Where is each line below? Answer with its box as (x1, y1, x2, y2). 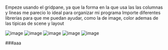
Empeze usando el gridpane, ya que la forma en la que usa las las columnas (5, 5, 163, 10)
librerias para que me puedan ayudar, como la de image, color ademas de (5, 15, 159, 21)
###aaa (5, 40, 22, 46)
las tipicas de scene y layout (5, 20, 65, 26)
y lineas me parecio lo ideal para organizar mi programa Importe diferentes (5, 10, 161, 16)
